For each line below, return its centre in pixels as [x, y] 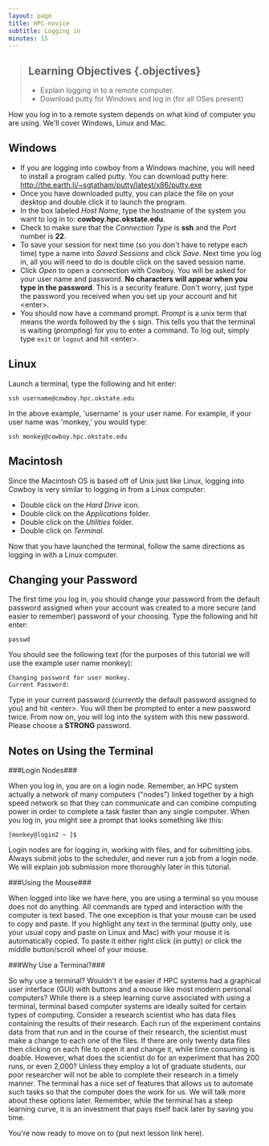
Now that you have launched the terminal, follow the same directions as [126, 546]
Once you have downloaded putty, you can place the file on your [127, 193]
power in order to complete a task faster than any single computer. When [129, 812]
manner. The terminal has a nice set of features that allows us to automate [131, 1083]
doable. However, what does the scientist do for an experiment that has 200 [134, 1058]
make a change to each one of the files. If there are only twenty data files [129, 1041]
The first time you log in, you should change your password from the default [134, 599]
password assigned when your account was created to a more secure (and [132, 608]
